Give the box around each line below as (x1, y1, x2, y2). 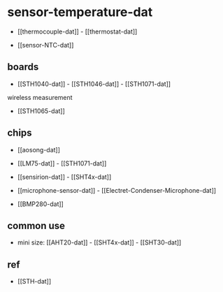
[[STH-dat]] (17, 277, 52, 286)
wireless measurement (7, 93, 73, 101)
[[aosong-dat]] (17, 145, 61, 154)
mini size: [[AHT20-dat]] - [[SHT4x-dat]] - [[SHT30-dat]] (17, 238, 182, 247)
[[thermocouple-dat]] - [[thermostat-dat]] (17, 27, 138, 36)
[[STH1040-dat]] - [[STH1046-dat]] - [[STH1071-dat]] (17, 80, 171, 88)
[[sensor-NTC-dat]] (17, 41, 74, 49)
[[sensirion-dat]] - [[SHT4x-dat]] (17, 173, 112, 181)
